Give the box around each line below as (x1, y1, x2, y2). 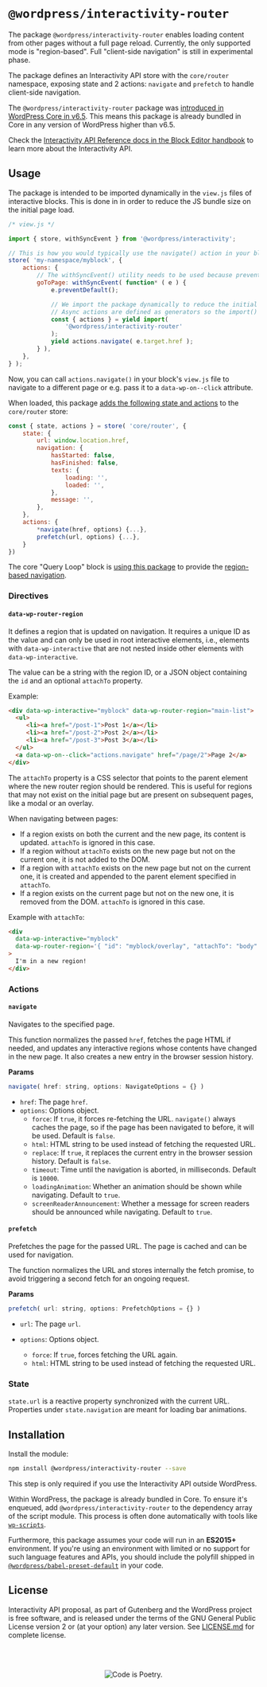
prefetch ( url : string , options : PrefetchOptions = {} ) (8, 1305, 201, 1313)
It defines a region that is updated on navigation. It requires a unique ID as (8, 626, 250, 636)
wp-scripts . (8, 1520, 46, 1529)
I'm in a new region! (15, 957, 87, 965)
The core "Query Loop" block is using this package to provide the (8, 562, 223, 572)
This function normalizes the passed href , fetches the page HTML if (8, 1035, 231, 1044)
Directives (8, 590, 49, 601)
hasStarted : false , (50, 452, 115, 460)
